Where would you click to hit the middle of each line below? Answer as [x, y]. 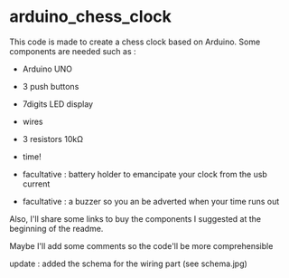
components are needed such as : [73, 51]
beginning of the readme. [56, 228]
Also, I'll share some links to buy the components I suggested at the [135, 218]
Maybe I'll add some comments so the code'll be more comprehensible [141, 245]
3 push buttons [51, 86]
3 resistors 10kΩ [53, 139]
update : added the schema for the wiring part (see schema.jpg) [129, 264]
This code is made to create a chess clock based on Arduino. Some [135, 42]
